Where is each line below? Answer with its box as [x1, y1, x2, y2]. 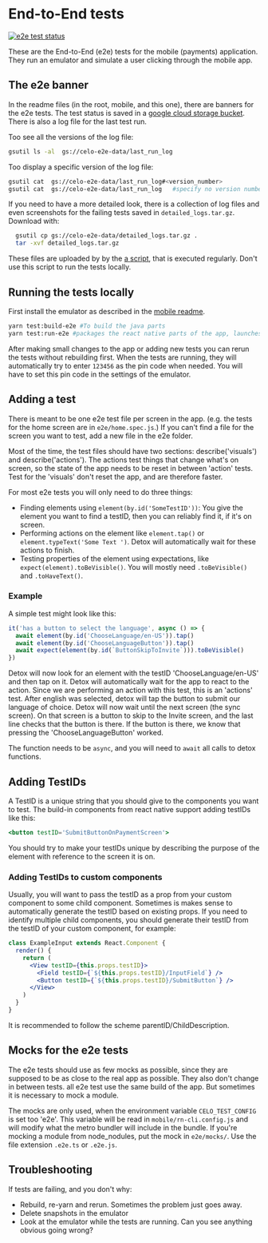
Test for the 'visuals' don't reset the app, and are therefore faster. [8, 472, 223, 481]
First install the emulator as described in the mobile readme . [8, 306, 206, 316]
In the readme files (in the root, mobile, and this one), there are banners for [8, 99, 254, 109]
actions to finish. [19, 545, 75, 555]
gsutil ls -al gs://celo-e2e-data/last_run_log [8, 147, 173, 156]
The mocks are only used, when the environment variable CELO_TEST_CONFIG [8, 1106, 257, 1115]
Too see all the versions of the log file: [8, 132, 134, 141]
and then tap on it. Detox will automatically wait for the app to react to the [8, 677, 250, 687]
